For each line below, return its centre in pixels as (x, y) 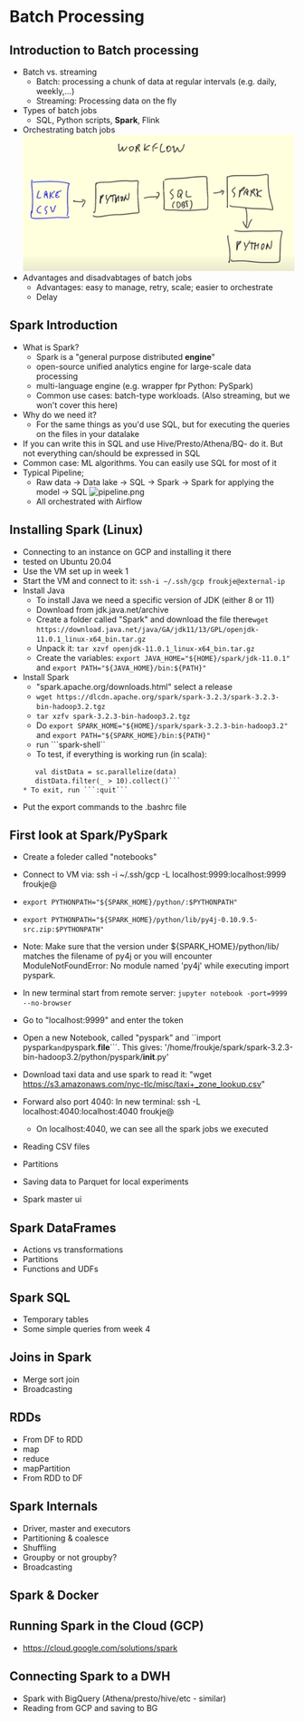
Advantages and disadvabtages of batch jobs (107, 277)
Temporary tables (55, 1319)
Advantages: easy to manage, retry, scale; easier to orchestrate (154, 287)
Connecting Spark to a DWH (90, 1676)
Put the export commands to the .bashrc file (104, 807)
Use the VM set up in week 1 (76, 571)
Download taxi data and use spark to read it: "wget (117, 1075)
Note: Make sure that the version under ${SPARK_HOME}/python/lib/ (151, 947)
